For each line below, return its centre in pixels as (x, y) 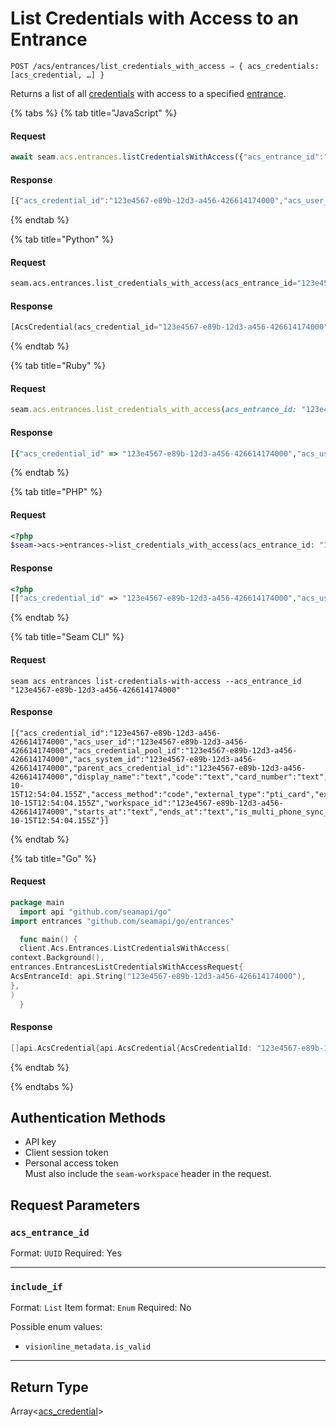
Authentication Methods (88, 1118)
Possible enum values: (56, 1327)
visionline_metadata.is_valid (88, 1347)
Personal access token (71, 1163)
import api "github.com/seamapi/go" (95, 912)
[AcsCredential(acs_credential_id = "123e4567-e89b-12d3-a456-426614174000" (169, 327)
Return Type (49, 1387)
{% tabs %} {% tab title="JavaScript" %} (94, 113)
